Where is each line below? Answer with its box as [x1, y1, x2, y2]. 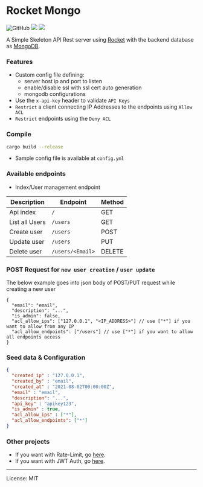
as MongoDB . [6, 42, 40, 49]
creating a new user [6, 285, 56, 293]
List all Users [9, 218, 47, 226]
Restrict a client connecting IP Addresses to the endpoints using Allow [14, 103, 193, 110]
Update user [9, 237, 45, 246]
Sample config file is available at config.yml [14, 154, 124, 162]
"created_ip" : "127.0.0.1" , [11, 372, 85, 379]
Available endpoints [6, 170, 66, 178]
